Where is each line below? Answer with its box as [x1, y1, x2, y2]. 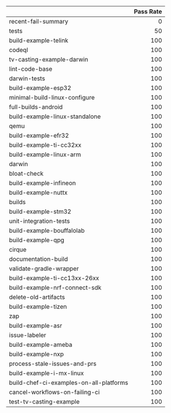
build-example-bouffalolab [9, 226, 85, 235]
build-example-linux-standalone [9, 112, 101, 121]
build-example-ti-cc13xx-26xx [9, 274, 100, 282]
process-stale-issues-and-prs [9, 360, 97, 367]
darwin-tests [9, 74, 46, 82]
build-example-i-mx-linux [9, 369, 84, 377]
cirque [9, 246, 27, 253]
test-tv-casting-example [9, 398, 80, 405]
